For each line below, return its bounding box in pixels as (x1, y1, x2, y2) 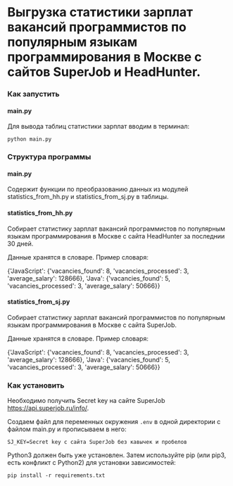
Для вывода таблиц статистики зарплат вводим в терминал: (7, 122, 190, 131)
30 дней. (7, 239, 34, 248)
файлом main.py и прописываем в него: (7, 425, 127, 433)
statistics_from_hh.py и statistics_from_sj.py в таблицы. (7, 193, 169, 201)
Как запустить (7, 89, 60, 99)
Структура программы (7, 152, 92, 162)
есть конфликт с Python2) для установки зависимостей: (7, 459, 176, 467)
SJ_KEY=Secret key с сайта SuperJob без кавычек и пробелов (7, 439, 188, 446)
